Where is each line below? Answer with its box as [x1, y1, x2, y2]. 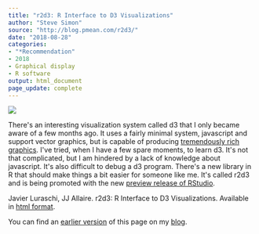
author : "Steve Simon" [8, 19, 82, 27]
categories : [8, 41, 47, 49]
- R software [8, 70, 51, 77]
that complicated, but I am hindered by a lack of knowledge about [8, 153, 221, 163]
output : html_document [8, 77, 82, 85]
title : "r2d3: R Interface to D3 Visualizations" [8, 11, 174, 20]
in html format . [8, 202, 56, 211]
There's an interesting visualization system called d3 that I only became [8, 121, 240, 130]
